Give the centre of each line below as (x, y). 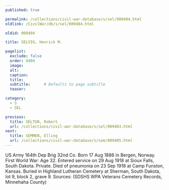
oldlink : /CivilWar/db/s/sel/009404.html (50, 24)
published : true (22, 10)
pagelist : (16, 51)
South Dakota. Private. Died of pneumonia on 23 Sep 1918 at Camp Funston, (84, 166)
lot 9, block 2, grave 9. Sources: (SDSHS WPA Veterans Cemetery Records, (84, 176)
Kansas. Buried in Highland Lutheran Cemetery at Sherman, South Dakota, (83, 171)
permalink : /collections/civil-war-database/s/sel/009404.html (74, 19)
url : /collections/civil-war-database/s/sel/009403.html (71, 126)
